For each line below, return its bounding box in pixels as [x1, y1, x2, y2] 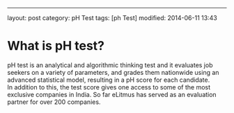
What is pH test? [7, 38, 104, 54]
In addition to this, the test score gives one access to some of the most [7, 82, 211, 91]
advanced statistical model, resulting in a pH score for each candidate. [7, 76, 210, 84]
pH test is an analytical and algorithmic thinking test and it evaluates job [7, 60, 213, 69]
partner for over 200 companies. [7, 98, 101, 106]
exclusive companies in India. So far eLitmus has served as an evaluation [7, 90, 217, 98]
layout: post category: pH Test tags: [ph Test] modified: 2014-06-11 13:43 [7, 14, 217, 21]
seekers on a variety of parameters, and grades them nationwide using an [7, 68, 219, 76]
